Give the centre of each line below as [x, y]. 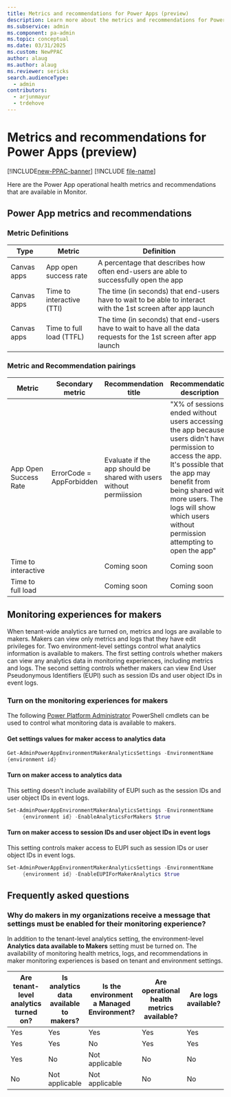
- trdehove [29, 103]
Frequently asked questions [68, 896]
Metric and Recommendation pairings [71, 366]
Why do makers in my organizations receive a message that [109, 916]
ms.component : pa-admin [41, 33]
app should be [128, 468]
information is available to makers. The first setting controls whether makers [115, 653]
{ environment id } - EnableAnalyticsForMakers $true [96, 817]
